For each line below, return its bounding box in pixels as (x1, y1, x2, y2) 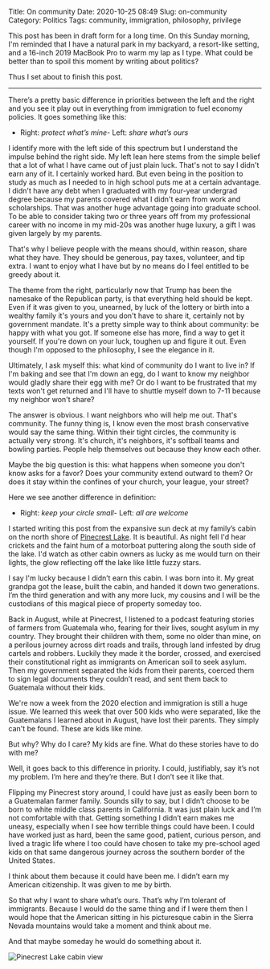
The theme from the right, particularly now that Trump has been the (8, 285, 232, 295)
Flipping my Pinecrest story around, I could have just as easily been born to (8, 788, 258, 797)
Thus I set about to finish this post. (8, 72, 123, 81)
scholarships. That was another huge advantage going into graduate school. (8, 203, 261, 212)
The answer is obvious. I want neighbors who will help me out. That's (8, 410, 238, 420)
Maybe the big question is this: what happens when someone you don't (8, 460, 245, 469)
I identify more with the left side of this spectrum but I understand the (8, 144, 239, 153)
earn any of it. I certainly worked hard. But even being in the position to (8, 169, 243, 178)
